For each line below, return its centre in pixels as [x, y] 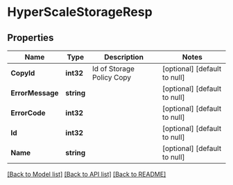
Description [124, 57]
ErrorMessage [35, 93]
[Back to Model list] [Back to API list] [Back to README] [87, 174]
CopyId [23, 73]
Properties [31, 38]
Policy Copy [112, 77]
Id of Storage [114, 69]
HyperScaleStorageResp [80, 12]
